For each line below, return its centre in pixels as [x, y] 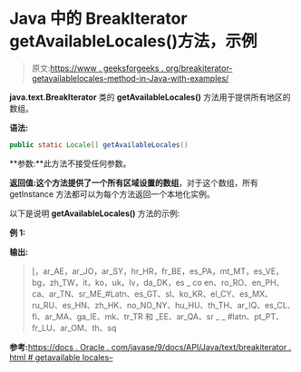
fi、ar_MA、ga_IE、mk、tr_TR [87, 316]
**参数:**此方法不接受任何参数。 [70, 163]
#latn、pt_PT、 [255, 316]
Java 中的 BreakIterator [98, 19]
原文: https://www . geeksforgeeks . [97, 68]
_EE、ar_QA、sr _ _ [190, 316]
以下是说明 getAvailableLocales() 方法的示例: [95, 213]
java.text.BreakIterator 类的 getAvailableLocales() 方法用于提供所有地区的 [150, 97]
